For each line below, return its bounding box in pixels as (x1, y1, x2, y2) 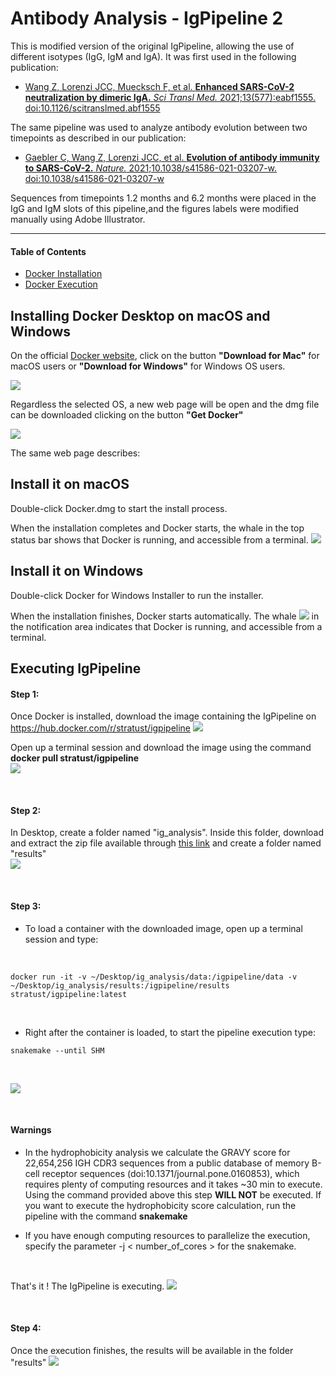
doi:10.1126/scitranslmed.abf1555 (24, 102, 161, 114)
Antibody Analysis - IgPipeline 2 (10, 7, 284, 30)
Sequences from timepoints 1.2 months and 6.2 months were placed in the (10, 192, 317, 204)
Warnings (10, 1124, 52, 1136)
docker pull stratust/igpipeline (10, 752, 140, 764)
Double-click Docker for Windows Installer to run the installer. (10, 589, 264, 601)
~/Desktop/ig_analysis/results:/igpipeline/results (10, 980, 230, 991)
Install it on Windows (10, 563, 144, 580)
